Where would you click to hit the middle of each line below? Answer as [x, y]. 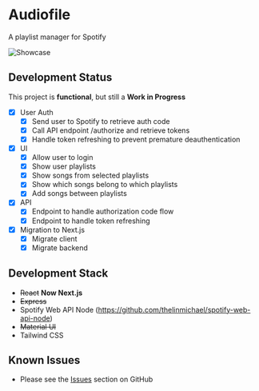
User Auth [36, 112]
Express [33, 301]
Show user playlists [64, 166]
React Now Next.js [51, 293]
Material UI [38, 326]
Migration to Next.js [52, 229]
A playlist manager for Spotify [57, 37]
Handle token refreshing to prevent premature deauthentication [136, 139]
